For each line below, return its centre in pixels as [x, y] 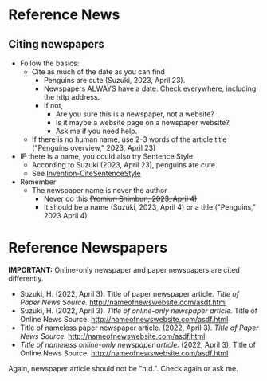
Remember [38, 182]
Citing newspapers [57, 44]
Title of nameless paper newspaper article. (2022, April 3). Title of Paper [139, 328]
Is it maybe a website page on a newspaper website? [142, 122]
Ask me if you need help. [96, 131]
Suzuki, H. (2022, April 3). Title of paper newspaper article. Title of [130, 293]
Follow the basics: [49, 63]
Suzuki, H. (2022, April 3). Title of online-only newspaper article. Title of [138, 310]
